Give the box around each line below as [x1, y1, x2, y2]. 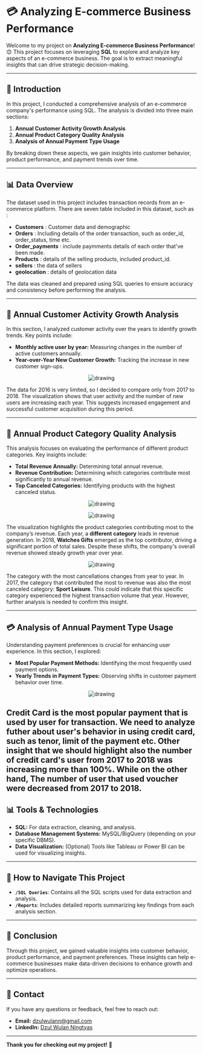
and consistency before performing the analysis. [6, 286, 127, 294]
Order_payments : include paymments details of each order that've [14, 242, 184, 249]
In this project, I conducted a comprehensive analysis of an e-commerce [6, 100, 187, 108]
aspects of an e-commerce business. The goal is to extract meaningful [6, 54, 182, 62]
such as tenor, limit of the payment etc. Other [6, 736, 180, 747]
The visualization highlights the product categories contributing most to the [6, 524, 194, 531]
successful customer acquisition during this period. [6, 405, 134, 413]
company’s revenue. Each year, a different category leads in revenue [6, 530, 179, 538]
